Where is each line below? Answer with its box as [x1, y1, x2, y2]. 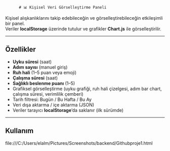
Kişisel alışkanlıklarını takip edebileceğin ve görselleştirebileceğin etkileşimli [5, 15, 163, 21]
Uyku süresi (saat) [12, 58, 52, 65]
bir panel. [5, 20, 25, 26]
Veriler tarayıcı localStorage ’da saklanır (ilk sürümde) [12, 107, 124, 113]
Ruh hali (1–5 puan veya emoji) [12, 69, 77, 75]
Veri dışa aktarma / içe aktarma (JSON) [12, 101, 95, 108]
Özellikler [5, 45, 36, 54]
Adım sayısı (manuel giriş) [12, 64, 68, 70]
